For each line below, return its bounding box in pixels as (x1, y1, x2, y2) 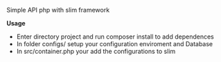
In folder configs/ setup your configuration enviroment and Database (16, 40, 213, 48)
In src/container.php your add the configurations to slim (16, 48, 176, 55)
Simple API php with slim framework (6, 6, 110, 14)
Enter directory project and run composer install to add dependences (16, 32, 214, 41)
